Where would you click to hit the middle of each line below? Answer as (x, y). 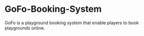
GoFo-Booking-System (53, 9)
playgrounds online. (25, 28)
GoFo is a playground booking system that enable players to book (72, 23)
